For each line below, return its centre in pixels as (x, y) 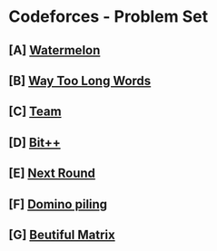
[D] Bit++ (35, 142)
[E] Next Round (52, 174)
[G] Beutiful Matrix (62, 234)
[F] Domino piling (58, 204)
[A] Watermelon (54, 50)
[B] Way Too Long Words (80, 80)
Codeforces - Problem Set (108, 17)
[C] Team (35, 112)
